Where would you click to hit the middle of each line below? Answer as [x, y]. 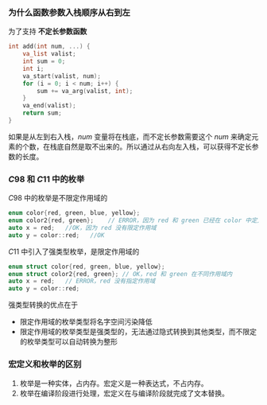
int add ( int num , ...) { [49, 47]
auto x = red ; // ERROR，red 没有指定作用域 [82, 281]
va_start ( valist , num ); [62, 76]
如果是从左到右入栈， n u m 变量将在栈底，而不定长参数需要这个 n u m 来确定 [130, 136]
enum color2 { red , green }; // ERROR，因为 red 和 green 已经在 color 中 [130, 220]
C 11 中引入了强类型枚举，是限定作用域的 [74, 251]
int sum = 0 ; [44, 61]
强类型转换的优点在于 [43, 305]
